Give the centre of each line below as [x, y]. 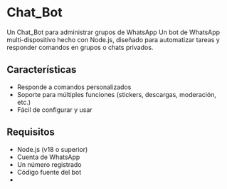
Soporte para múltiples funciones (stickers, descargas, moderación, [116, 94]
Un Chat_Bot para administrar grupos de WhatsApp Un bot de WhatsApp [114, 32]
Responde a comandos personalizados [74, 87]
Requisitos [31, 132]
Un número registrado [49, 164]
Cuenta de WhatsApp [48, 157]
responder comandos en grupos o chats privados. [80, 47]
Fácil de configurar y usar [55, 109]
